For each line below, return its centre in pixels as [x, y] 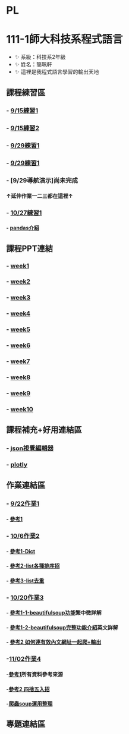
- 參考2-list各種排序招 [33, 566]
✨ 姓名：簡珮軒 [33, 64]
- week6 [18, 345]
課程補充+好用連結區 [44, 430]
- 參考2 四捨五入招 [28, 689]
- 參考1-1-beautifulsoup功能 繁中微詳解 [54, 613]
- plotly [17, 465]
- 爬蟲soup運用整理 [29, 704]
